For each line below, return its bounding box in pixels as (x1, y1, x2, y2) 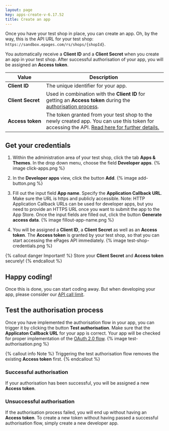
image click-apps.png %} (12, 165, 65, 172)
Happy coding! (5, 273, 53, 281)
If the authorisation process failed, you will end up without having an (5, 409, 147, 415)
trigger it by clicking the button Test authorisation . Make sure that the (5, 325, 150, 331)
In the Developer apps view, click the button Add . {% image (12, 175, 137, 181)
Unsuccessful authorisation (5, 398, 75, 405)
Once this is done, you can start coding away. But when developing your (5, 286, 155, 292)
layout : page (5, 7, 33, 13)
